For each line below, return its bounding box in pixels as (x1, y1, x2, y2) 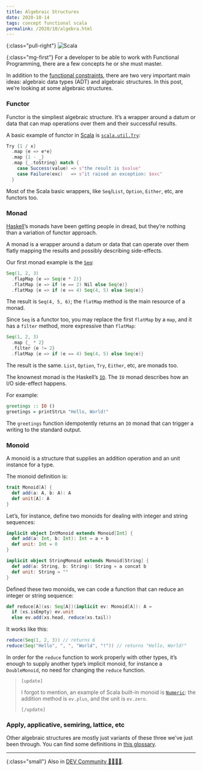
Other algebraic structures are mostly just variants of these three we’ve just (6, 734, 194, 742)
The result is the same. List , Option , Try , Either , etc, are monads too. (6, 362, 179, 369)
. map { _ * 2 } (11, 339, 44, 346)
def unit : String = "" (11, 569, 69, 575)
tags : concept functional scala (6, 20, 87, 26)
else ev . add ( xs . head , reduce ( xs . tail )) (11, 615, 112, 621)
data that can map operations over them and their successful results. (6, 120, 177, 127)
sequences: (6, 518, 35, 525)
